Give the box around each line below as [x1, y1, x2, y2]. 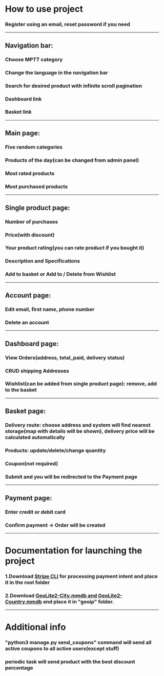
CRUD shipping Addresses [5, 367, 69, 374]
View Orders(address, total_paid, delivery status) [5, 354, 125, 361]
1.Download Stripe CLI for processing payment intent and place [5, 573, 158, 579]
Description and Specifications [5, 258, 81, 265]
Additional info [5, 622, 66, 633]
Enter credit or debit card [5, 508, 66, 515]
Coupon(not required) [5, 460, 59, 467]
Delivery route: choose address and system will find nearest [5, 422, 151, 429]
